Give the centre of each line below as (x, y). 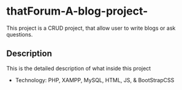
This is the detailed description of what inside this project (79, 68)
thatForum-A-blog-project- (77, 11)
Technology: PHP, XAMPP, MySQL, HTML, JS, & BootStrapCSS (95, 80)
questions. (20, 34)
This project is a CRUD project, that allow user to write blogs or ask (91, 28)
